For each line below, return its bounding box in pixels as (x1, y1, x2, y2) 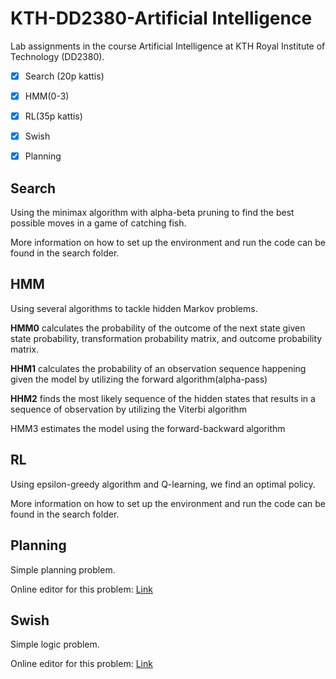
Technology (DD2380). (10, 50, 105, 62)
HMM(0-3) (24, 90, 70, 102)
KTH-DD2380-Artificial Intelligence (10, 7, 313, 30)
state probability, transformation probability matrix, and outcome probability (10, 332, 323, 344)
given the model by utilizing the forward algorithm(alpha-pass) (10, 373, 268, 385)
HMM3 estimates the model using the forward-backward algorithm (10, 422, 286, 434)
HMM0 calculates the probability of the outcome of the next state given (10, 322, 306, 334)
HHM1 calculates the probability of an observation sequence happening (10, 362, 307, 374)
